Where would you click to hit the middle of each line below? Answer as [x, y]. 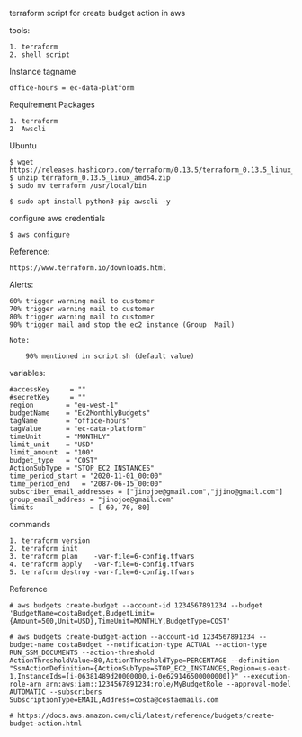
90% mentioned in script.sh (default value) [110, 356]
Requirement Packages [53, 104]
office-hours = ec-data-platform [72, 88]
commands [30, 524]
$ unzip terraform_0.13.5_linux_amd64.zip [90, 178]
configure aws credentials [58, 218]
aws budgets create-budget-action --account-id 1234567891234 [136, 637]
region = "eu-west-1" [64, 405]
